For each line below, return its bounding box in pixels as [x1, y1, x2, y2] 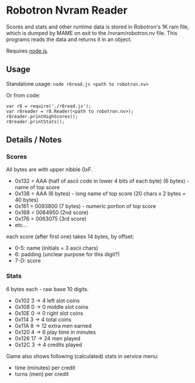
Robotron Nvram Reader [6, 4, 128, 17]
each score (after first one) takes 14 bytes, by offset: [6, 233, 135, 240]
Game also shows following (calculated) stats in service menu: [6, 352, 159, 359]
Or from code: [6, 91, 40, 98]
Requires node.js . [6, 47, 49, 54]
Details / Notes [6, 135, 62, 145]
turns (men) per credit [14, 370, 69, 377]
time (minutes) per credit [14, 364, 76, 371]
